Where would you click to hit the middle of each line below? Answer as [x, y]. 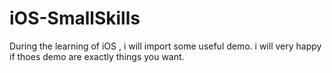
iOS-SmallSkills [75, 18]
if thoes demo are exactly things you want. [97, 56]
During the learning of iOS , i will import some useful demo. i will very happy [165, 46]
